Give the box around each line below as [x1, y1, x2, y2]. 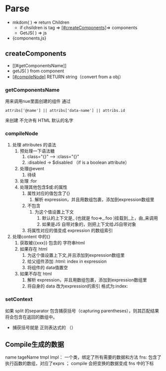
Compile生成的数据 [5, 340, 64, 349]
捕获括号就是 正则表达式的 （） [12, 325, 76, 330]
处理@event [19, 166, 45, 172]
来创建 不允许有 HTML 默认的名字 [5, 117, 73, 124]
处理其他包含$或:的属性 [19, 184, 68, 190]
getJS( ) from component [12, 68, 64, 74]
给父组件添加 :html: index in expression [27, 258, 107, 265]
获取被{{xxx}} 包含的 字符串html [19, 240, 85, 246]
